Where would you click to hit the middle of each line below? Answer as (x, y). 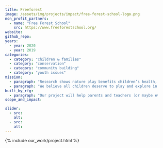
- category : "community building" (44, 68)
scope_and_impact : (24, 100)
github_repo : (18, 37)
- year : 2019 (23, 50)
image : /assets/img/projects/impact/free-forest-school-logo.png (72, 14)
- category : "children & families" (45, 59)
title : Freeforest (24, 9)
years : (12, 41)
